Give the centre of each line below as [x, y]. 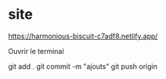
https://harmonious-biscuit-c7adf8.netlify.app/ [83, 36]
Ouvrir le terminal [36, 51]
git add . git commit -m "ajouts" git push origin [83, 66]
